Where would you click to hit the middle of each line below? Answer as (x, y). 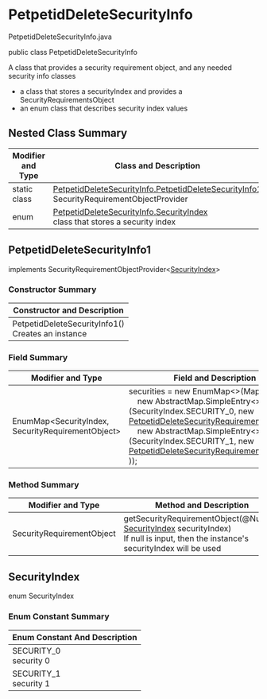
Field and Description (215, 378)
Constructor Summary (52, 289)
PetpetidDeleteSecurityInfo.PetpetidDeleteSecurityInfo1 (157, 188)
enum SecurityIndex (41, 596)
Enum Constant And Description (75, 637)
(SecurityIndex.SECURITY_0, (182, 411)
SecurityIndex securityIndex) (178, 529)
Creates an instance (50, 333)
